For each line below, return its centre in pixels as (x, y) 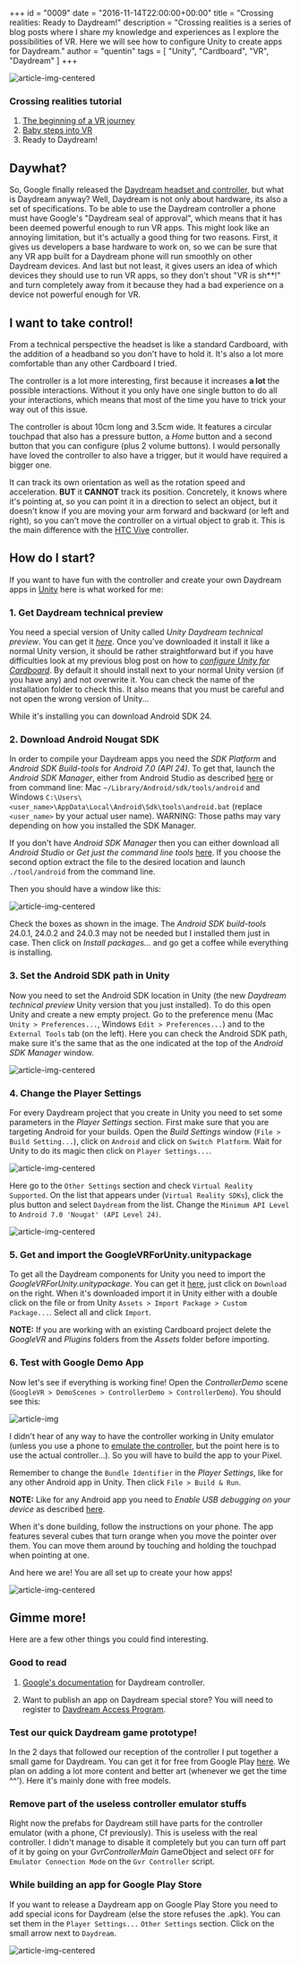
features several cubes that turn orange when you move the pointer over (143, 1536)
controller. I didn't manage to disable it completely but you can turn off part (148, 1842)
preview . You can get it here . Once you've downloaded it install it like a (140, 642)
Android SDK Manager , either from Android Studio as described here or (141, 778)
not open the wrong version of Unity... (79, 699)
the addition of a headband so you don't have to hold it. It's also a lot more (146, 354)
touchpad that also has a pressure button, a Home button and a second (141, 436)
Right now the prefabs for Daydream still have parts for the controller (136, 1823)
